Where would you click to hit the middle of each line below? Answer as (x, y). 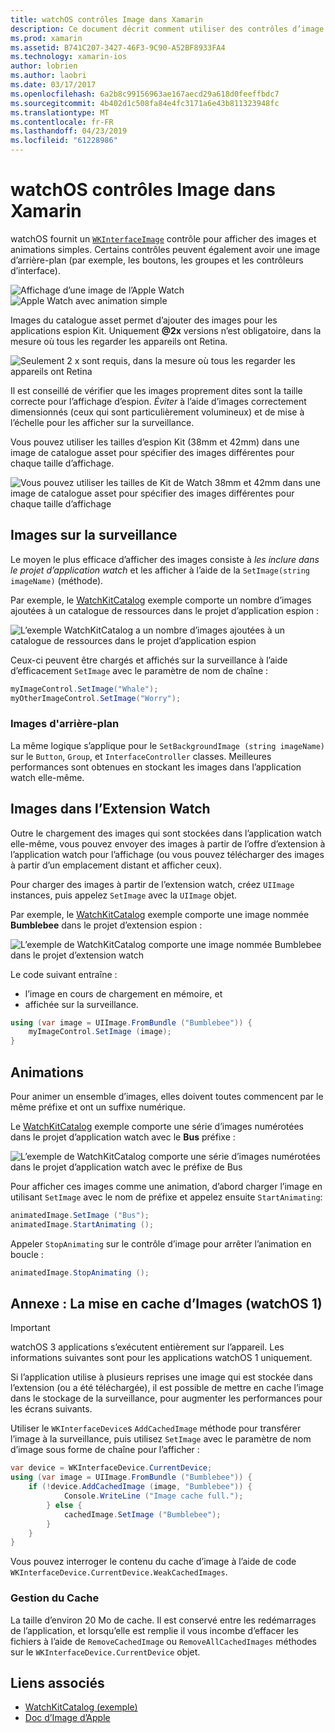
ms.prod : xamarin (46, 38)
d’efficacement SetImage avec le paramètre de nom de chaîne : (139, 670)
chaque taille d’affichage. (62, 463)
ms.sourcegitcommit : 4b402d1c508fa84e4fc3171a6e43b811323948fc (145, 103)
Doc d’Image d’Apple (67, 1718)
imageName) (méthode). (57, 580)
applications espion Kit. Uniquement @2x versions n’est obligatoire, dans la (166, 330)
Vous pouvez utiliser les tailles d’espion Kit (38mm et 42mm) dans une (155, 442)
